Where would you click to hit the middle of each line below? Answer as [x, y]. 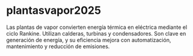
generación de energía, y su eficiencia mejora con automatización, [89, 40]
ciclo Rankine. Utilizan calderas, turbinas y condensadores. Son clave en [96, 33]
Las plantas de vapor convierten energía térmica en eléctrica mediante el [97, 27]
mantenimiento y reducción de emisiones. [58, 46]
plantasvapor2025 [54, 11]
